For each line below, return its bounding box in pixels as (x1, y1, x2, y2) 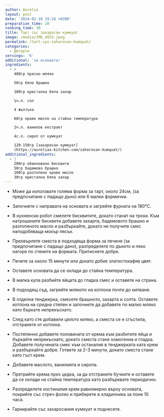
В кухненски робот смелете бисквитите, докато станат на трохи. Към (12, 213, 160, 219)
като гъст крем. (12, 352, 46, 358)
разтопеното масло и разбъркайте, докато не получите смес (12, 223, 141, 229)
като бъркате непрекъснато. (12, 307, 73, 312)
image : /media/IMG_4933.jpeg (5, 35, 65, 40)
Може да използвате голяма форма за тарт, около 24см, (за (12, 189, 139, 194)
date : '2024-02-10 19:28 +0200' (5, 16, 71, 21)
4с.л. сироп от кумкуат (14, 134, 63, 139)
